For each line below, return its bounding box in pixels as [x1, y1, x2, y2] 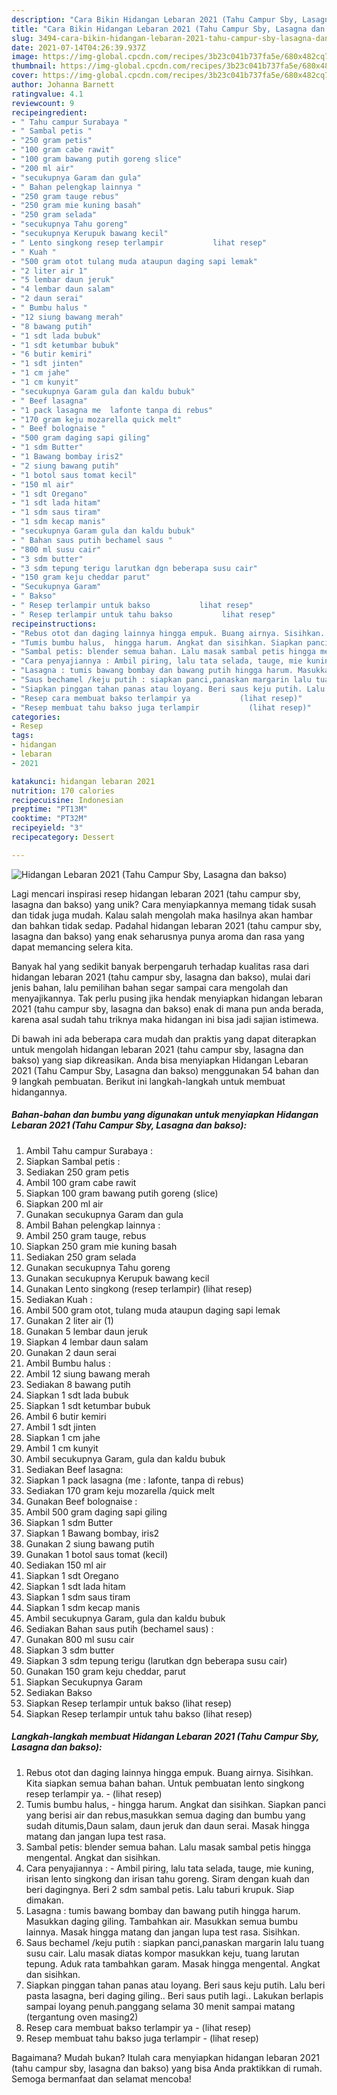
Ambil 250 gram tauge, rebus [25, 1229, 147, 1241]
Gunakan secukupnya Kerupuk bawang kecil [25, 1272, 210, 1284]
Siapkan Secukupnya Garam [25, 1676, 143, 1688]
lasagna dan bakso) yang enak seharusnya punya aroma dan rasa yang [11, 930, 305, 942]
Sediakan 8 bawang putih [25, 1378, 131, 1390]
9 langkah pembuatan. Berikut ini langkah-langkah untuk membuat [11, 1075, 286, 1087]
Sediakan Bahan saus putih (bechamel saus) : [25, 1622, 214, 1635]
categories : [11, 712, 61, 722]
